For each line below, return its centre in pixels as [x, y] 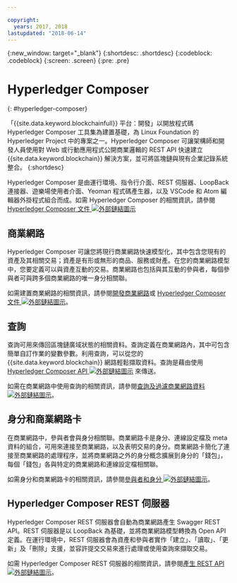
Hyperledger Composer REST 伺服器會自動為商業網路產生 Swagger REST [114, 522]
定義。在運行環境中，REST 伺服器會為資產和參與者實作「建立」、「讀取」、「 [115, 539]
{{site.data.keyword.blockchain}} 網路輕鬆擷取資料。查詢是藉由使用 [105, 362]
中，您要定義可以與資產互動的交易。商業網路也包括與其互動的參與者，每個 [115, 270]
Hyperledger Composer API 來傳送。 [84, 371]
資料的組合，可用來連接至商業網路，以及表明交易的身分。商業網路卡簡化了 [115, 446]
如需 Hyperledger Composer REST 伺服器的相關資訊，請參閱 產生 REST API [116, 563]
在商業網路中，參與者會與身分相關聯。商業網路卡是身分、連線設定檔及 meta [117, 438]
